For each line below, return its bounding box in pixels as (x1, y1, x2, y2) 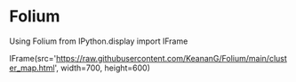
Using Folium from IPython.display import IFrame (9, 36, 188, 46)
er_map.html (9, 62, 55, 73)
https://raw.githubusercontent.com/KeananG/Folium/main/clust (56, 53, 287, 63)
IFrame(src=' (9, 53, 57, 63)
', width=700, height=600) (54, 62, 151, 73)
